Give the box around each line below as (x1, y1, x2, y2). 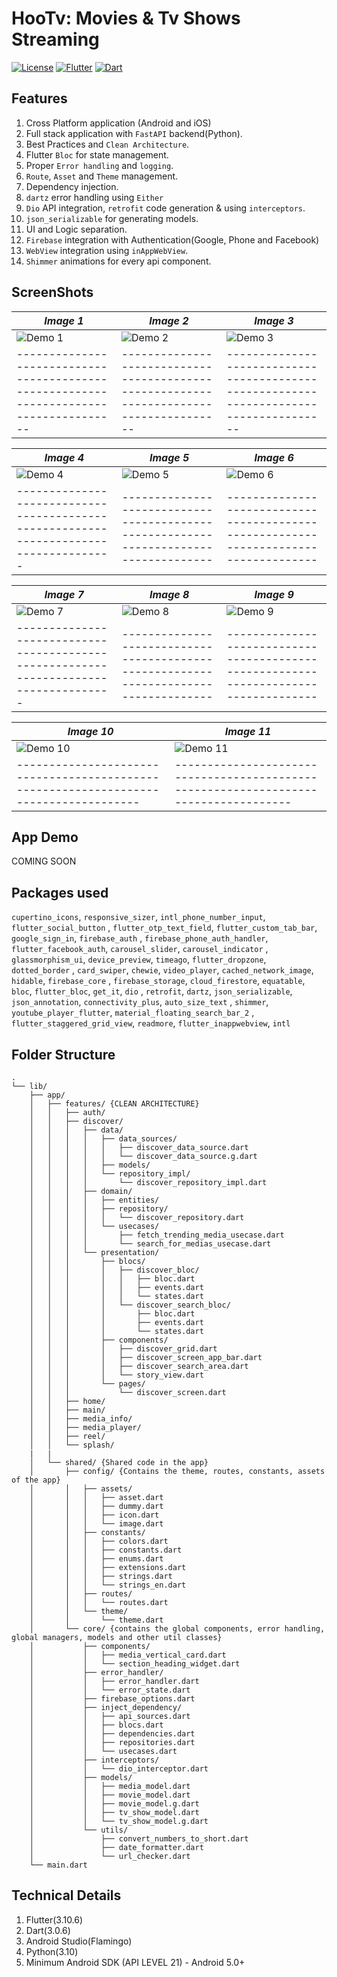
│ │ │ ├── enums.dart (29, 1554, 164, 1564)
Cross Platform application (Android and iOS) (25, 117, 212, 129)
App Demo (11, 828, 79, 846)
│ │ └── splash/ (29, 1440, 115, 1450)
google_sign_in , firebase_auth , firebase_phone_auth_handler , (11, 932, 269, 944)
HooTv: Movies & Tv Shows (11, 7, 241, 30)
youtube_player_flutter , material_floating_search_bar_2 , (11, 1007, 255, 1019)
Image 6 (254, 450, 294, 464)
